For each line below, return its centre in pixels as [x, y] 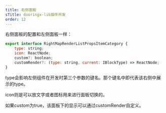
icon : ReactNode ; [33, 53]
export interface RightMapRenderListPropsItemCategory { [67, 44]
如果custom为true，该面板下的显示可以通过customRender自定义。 [75, 105]
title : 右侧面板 [21, 10]
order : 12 [16, 19]
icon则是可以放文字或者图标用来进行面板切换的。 [56, 94]
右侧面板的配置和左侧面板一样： [38, 34]
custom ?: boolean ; [34, 58]
